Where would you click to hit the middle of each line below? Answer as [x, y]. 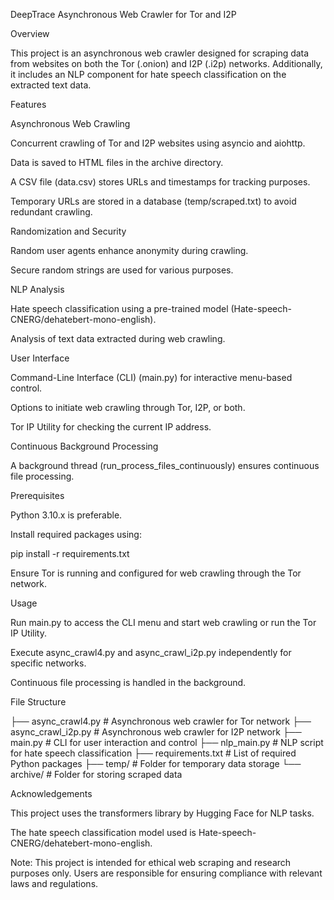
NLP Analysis [37, 289]
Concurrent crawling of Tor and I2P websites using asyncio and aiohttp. [158, 143]
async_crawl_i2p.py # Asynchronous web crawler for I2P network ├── [156, 732]
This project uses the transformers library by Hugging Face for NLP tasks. [162, 813]
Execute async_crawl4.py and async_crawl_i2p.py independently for [151, 652]
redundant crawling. [51, 212]
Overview [30, 33]
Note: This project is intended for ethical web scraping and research [151, 862]
